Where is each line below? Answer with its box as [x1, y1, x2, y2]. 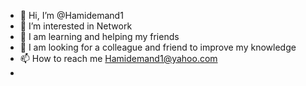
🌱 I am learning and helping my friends [19, 31, 180, 42]
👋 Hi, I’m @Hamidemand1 [19, 10, 124, 21]
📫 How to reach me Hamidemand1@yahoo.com [19, 53, 218, 64]
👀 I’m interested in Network [19, 20, 133, 32]
